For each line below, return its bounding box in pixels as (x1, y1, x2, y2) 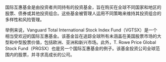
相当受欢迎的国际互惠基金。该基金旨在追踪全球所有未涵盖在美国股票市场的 (5, 33, 157, 39)
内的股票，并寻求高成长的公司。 (9, 52, 75, 58)
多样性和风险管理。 (5, 17, 45, 22)
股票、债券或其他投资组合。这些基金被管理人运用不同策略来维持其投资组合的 (5, 10, 162, 16)
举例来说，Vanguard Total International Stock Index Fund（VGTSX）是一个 (5, 27, 158, 33)
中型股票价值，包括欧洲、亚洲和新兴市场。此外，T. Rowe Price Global (13, 39, 156, 45)
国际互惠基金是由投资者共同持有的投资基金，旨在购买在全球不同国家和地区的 (5, 4, 162, 10)
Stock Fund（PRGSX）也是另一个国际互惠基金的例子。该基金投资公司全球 (5, 46, 156, 51)
